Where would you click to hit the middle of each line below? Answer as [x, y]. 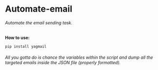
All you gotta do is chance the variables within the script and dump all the [79, 57]
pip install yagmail [26, 47]
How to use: [18, 38]
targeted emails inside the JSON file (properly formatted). [63, 62]
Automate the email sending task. [39, 22]
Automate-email [39, 9]
